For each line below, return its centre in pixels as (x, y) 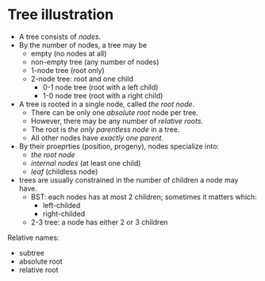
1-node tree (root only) (67, 70)
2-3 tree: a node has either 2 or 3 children (99, 222)
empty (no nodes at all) (69, 53)
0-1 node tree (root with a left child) (100, 87)
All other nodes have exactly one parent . (97, 137)
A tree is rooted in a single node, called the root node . (107, 104)
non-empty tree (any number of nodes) (95, 62)
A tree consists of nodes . (60, 37)
